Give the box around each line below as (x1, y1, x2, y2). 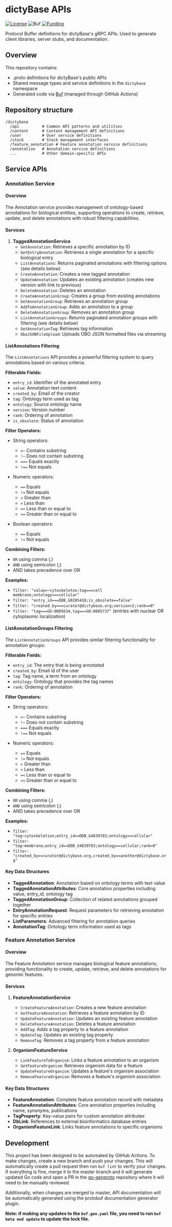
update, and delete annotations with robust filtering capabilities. (5, 215, 140, 221)
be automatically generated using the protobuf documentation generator (5, 1195, 158, 1201)
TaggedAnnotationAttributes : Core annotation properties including (12, 885, 156, 891)
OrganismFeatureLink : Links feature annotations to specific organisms (12, 1124, 163, 1130)
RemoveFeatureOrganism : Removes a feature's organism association (20, 1073, 161, 1080)
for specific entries (12, 912, 53, 918)
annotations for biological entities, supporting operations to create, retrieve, (5, 209, 165, 216)
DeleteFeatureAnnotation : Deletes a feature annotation (20, 1021, 136, 1027)
